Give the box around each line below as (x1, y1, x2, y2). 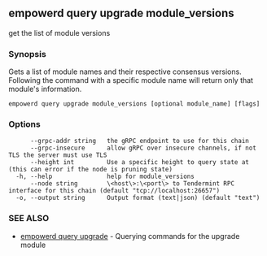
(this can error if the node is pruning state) (8, 166, 173, 174)
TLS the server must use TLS (8, 151, 107, 159)
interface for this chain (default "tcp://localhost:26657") (8, 187, 221, 195)
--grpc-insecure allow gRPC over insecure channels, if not (29, 144, 256, 153)
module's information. (8, 85, 82, 94)
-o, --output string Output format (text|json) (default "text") (15, 194, 260, 202)
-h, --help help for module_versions (15, 172, 195, 181)
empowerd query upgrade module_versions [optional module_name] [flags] (8, 100, 260, 108)
